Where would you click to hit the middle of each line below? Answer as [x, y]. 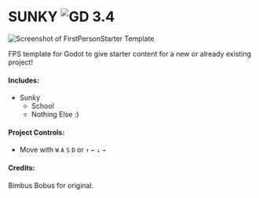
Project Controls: [36, 132]
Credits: [22, 167]
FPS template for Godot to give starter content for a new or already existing [130, 53]
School [43, 106]
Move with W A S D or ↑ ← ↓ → [62, 150]
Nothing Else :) [55, 115]
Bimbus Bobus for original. [51, 185]
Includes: [24, 80]
